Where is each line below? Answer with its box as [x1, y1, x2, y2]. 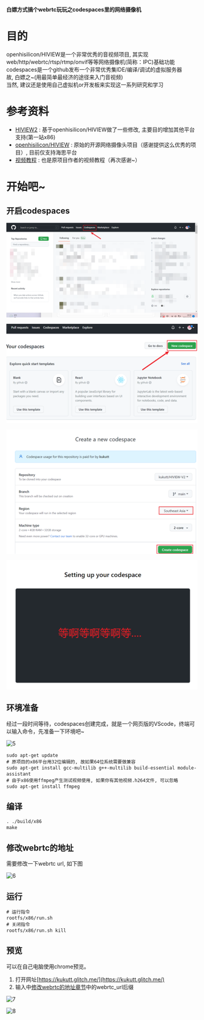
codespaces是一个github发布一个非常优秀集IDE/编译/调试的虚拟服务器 [6, 66, 182, 73]
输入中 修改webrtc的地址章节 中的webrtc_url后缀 [15, 983, 134, 990]
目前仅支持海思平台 [29, 148, 77, 156]
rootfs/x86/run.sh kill [6, 927, 67, 934]
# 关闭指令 [6, 921, 30, 928]
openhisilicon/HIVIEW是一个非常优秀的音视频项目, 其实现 [6, 50, 149, 58]
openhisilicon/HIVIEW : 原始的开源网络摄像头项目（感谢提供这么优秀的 [15, 141, 191, 148]
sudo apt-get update [6, 752, 59, 759]
